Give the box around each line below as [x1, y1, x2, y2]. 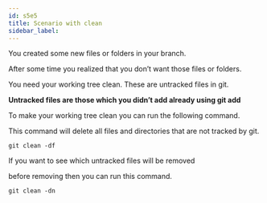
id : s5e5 [8, 11, 38, 20]
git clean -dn [8, 187, 56, 195]
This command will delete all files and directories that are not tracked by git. [8, 126, 260, 136]
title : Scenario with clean [8, 19, 103, 27]
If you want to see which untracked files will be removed [8, 156, 195, 165]
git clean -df [8, 142, 56, 150]
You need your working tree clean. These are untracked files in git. [8, 79, 229, 89]
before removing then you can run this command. [8, 172, 173, 181]
